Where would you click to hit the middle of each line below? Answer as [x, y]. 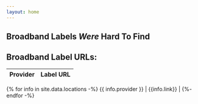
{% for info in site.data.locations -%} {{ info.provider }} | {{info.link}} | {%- [99, 89]
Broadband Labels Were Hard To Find [78, 37]
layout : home [23, 12]
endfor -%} [20, 95]
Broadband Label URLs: [52, 57]
